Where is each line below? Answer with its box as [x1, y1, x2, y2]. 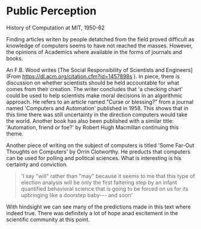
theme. [6, 130, 24, 137]
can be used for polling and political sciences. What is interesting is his [6, 154, 182, 161]
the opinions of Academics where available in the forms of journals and [6, 48, 182, 55]
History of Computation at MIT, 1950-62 [6, 24, 105, 31]
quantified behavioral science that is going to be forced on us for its [20, 185, 189, 192]
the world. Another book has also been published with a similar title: [6, 117, 174, 124]
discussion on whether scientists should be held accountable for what [6, 79, 179, 86]
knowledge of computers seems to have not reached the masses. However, [6, 42, 193, 49]
